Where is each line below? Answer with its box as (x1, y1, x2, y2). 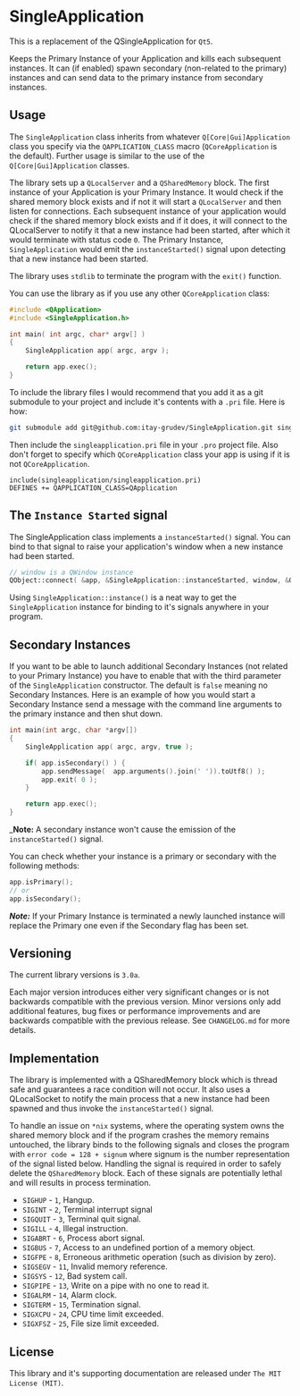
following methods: (9, 860, 80, 871)
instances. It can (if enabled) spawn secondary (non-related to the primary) (9, 63, 287, 73)
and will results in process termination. (9, 1178, 152, 1189)
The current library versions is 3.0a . (9, 969, 141, 980)
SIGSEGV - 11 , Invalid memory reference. (21, 1261, 168, 1272)
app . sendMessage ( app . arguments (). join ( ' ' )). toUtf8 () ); (41, 766, 266, 775)
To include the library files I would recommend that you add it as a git (9, 386, 263, 397)
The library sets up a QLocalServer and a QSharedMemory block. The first (9, 177, 270, 188)
